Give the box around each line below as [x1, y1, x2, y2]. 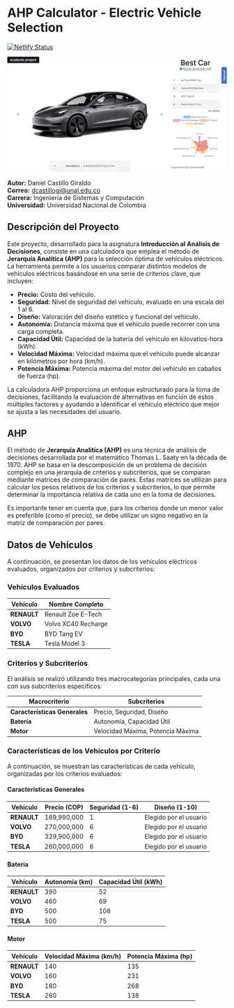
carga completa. [17, 327, 65, 335]
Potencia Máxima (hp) [127, 952, 193, 960]
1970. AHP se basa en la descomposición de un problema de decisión [7, 461, 208, 469]
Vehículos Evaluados [7, 582, 80, 592]
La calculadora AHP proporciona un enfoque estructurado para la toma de [7, 385, 220, 393]
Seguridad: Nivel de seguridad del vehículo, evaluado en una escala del [17, 298, 224, 306]
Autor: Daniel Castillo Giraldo [7, 178, 92, 187]
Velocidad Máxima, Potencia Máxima [93, 727, 199, 735]
